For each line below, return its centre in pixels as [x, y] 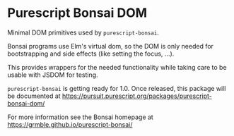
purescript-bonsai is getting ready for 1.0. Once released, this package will [117, 88]
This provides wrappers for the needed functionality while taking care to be [117, 67]
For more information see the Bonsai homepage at [80, 117]
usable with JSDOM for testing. [53, 75]
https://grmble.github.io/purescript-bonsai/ [70, 124]
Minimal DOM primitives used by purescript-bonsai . [83, 32]
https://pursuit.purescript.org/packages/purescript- [137, 96]
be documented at [34, 96]
